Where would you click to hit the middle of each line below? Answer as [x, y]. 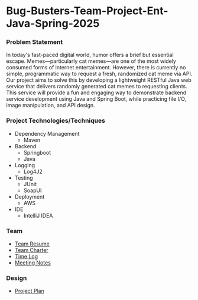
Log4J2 [33, 171]
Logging [25, 165]
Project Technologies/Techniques [56, 121]
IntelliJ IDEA [38, 215]
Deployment [30, 196]
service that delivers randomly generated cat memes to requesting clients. [97, 87]
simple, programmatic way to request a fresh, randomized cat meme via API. [99, 74]
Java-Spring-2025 [53, 23]
